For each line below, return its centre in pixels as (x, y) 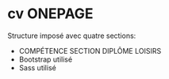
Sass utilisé (37, 67)
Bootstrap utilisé (46, 59)
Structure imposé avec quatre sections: (72, 36)
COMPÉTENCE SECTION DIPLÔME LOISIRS (90, 51)
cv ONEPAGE (50, 14)
